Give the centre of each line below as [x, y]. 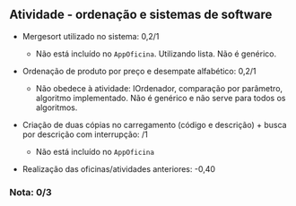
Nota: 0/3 [30, 192]
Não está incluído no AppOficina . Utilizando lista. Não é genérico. [156, 54]
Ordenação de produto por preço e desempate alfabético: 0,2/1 [139, 71]
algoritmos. [57, 107]
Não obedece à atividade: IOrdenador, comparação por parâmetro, [159, 88]
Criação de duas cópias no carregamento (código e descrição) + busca [154, 124]
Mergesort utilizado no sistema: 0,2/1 [91, 36]
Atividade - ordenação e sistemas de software [141, 15]
